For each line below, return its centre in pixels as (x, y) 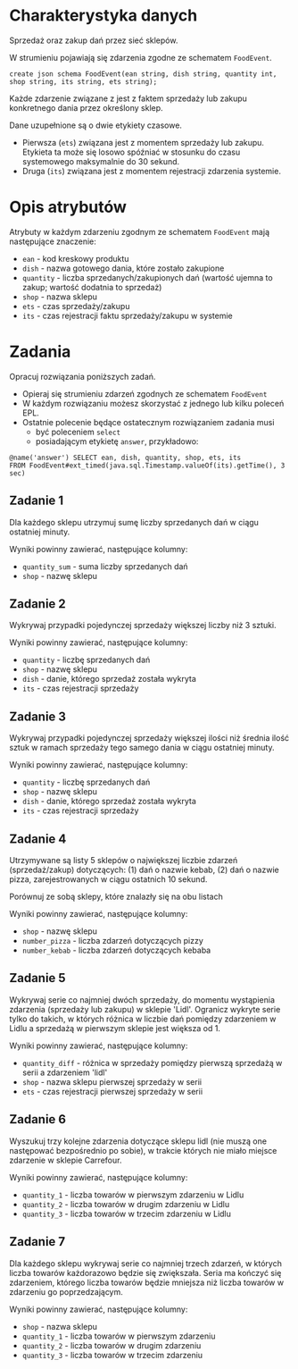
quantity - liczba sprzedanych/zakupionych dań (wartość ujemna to (148, 277)
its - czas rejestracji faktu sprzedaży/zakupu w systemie (128, 315)
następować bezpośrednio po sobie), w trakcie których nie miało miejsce (143, 1150)
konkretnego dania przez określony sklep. (86, 107)
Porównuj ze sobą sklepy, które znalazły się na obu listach (116, 897)
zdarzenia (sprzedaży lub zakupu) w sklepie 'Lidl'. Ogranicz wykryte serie (145, 1009)
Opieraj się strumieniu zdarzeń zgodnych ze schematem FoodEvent (145, 393)
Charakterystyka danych (103, 16)
